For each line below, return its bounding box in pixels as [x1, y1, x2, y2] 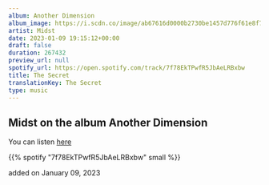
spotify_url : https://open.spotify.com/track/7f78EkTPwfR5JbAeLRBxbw [8, 64, 246, 72]
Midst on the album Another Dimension [8, 115, 208, 129]
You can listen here [8, 137, 72, 147]
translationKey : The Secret [8, 78, 102, 86]
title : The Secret [8, 71, 70, 79]
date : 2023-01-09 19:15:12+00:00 [8, 34, 120, 42]
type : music [8, 86, 48, 95]
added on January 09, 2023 [8, 168, 101, 178]
